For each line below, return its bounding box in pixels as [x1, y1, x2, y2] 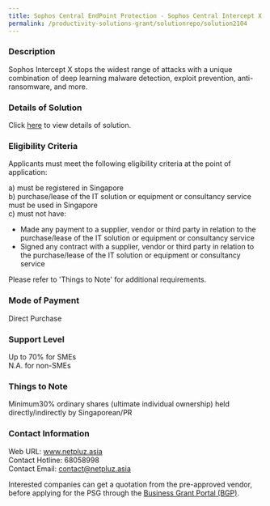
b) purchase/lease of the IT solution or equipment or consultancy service [8, 192, 252, 202]
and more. [53, 82, 88, 91]
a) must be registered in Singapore [8, 183, 124, 193]
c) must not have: [8, 209, 67, 219]
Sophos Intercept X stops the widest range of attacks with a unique [8, 64, 233, 74]
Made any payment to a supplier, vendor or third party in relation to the [19, 224, 256, 235]
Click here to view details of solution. [8, 121, 132, 130]
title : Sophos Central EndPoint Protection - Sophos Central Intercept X [8, 11, 263, 20]
